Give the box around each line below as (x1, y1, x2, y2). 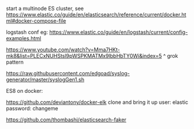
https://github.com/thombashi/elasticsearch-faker (6, 116, 127, 123)
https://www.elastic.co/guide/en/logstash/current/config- (49, 29, 188, 36)
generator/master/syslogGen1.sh (6, 76, 85, 83)
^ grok (163, 53, 178, 59)
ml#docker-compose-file (6, 18, 66, 24)
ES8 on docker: (6, 88, 43, 94)
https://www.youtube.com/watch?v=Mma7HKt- (6, 46, 120, 53)
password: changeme (6, 105, 58, 111)
